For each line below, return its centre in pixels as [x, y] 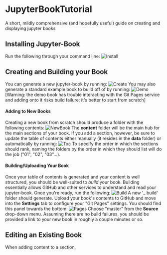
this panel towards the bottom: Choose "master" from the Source [82, 208]
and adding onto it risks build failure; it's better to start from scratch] [76, 100]
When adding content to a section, [41, 247]
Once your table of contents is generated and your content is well [73, 176]
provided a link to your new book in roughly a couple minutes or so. [74, 219]
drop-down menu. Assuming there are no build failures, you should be [77, 214]
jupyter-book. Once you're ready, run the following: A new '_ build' [82, 192]
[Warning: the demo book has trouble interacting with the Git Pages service [83, 94]
